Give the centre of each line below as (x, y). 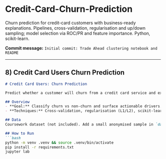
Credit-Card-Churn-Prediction (69, 9)
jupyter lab (17, 152)
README (12, 53)
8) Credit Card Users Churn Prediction (65, 73)
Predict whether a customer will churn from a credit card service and (80, 93)
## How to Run (20, 133)
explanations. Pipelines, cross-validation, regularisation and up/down (75, 28)
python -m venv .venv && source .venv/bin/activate (59, 142)
